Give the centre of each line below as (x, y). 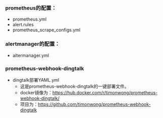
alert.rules (23, 25)
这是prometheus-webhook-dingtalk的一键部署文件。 (75, 86)
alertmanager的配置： (33, 44)
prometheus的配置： (31, 8)
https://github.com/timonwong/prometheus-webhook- (94, 104)
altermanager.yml (31, 55)
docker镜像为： (36, 92)
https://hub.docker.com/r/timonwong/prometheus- (105, 92)
